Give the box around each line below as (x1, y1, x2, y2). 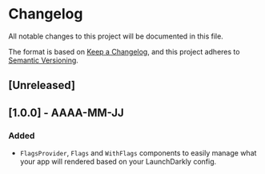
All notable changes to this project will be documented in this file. (8, 31, 224, 41)
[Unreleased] (8, 79, 76, 92)
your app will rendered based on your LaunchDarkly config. (19, 157, 217, 167)
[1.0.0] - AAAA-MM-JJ (8, 106, 124, 119)
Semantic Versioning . (8, 55, 78, 65)
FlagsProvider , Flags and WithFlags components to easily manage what (19, 148, 257, 158)
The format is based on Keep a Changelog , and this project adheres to (8, 47, 240, 56)
